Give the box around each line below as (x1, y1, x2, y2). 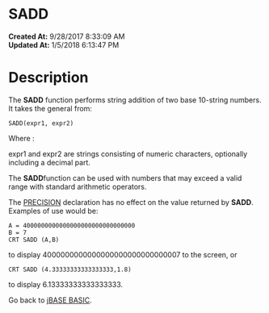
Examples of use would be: (8, 206, 99, 215)
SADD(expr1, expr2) (8, 119, 74, 127)
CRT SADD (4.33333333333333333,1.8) (8, 265, 132, 273)
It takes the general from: (8, 103, 93, 113)
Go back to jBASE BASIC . (8, 295, 93, 305)
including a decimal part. (8, 157, 91, 167)
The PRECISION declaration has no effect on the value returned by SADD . (8, 197, 254, 207)
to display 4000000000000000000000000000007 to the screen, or (8, 249, 237, 259)
